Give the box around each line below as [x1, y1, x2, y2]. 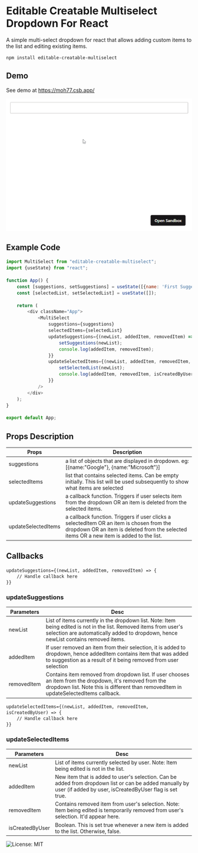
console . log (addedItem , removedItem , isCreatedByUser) [58, 371, 196, 377]
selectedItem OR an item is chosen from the [65, 520, 171, 527]
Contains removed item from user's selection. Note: [55, 800, 180, 807]
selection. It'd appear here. [55, 813, 120, 820]
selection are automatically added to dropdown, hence [45, 629, 178, 636]
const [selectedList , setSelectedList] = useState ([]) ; [16, 290, 157, 296]
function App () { [6, 278, 49, 284]
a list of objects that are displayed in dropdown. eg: [65, 457, 189, 464]
